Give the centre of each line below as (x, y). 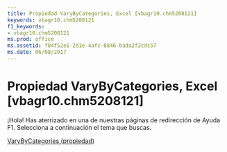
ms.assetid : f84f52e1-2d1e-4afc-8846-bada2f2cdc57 (82, 46)
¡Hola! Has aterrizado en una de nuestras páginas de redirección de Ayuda (114, 120)
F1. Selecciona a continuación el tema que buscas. (79, 127)
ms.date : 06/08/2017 (37, 53)
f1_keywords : (26, 26)
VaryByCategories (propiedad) (51, 141)
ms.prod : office (31, 39)
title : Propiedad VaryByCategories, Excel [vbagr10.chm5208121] (102, 13)
